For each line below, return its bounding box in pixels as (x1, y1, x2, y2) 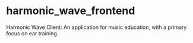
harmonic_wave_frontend (6, 4, 135, 18)
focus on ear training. (6, 29, 59, 37)
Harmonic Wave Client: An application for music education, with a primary (6, 24, 187, 31)
